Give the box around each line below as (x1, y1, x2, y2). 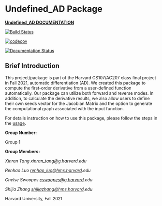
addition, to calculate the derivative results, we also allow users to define (5, 95, 150, 101)
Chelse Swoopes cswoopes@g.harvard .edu (5, 176, 93, 183)
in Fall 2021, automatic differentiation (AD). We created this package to (5, 80, 146, 86)
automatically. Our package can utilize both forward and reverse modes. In (5, 90, 154, 96)
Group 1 (5, 139, 21, 145)
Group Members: (5, 148, 40, 154)
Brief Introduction (5, 62, 59, 70)
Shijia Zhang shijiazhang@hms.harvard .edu (5, 186, 93, 192)
